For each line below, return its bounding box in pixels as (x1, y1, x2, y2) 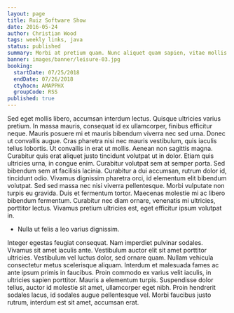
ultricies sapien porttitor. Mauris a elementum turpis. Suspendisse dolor (7, 276, 214, 284)
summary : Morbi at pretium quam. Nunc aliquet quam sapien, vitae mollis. (7, 50, 230, 57)
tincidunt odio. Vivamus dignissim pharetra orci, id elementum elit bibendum (7, 174, 227, 182)
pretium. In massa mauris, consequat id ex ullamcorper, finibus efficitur (7, 122, 212, 130)
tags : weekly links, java (7, 36, 83, 44)
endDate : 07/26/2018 (13, 75, 74, 83)
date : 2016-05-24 (7, 23, 58, 30)
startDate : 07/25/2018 (13, 69, 80, 76)
